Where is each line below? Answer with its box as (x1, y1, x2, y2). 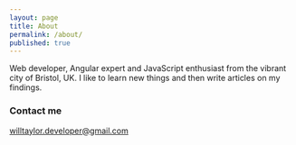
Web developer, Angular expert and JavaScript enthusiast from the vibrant (9, 63, 287, 74)
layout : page (9, 13, 59, 23)
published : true (9, 38, 71, 48)
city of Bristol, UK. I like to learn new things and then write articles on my (9, 73, 281, 84)
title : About (9, 22, 59, 31)
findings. (9, 82, 43, 93)
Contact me (9, 104, 62, 117)
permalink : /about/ (9, 30, 83, 39)
